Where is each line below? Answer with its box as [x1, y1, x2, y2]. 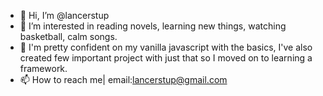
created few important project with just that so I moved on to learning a [19, 52, 313, 64]
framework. [19, 63, 68, 74]
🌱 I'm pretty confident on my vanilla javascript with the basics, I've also [19, 41, 313, 53]
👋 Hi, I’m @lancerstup [19, 10, 110, 21]
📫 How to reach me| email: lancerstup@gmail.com [19, 74, 228, 85]
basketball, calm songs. [19, 31, 118, 42]
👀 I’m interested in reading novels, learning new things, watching [19, 20, 287, 32]
